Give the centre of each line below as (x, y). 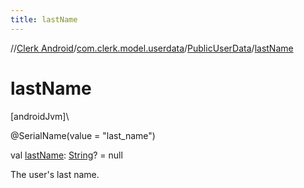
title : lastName (44, 19)
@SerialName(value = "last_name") (83, 135)
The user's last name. (55, 174)
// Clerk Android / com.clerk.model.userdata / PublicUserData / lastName (152, 48)
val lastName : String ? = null (66, 155)
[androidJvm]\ (40, 116)
